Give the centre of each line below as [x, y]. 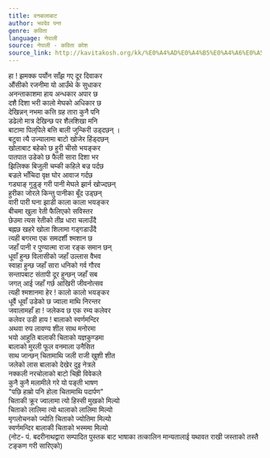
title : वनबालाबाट [33, 16]
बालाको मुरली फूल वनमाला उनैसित [51, 347]
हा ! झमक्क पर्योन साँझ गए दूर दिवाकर [55, 76]
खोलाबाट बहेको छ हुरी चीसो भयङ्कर [55, 148]
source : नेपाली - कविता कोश [48, 46]
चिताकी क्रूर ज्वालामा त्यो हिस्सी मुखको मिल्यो [64, 401]
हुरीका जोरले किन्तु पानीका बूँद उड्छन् [55, 193]
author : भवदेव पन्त [35, 23]
